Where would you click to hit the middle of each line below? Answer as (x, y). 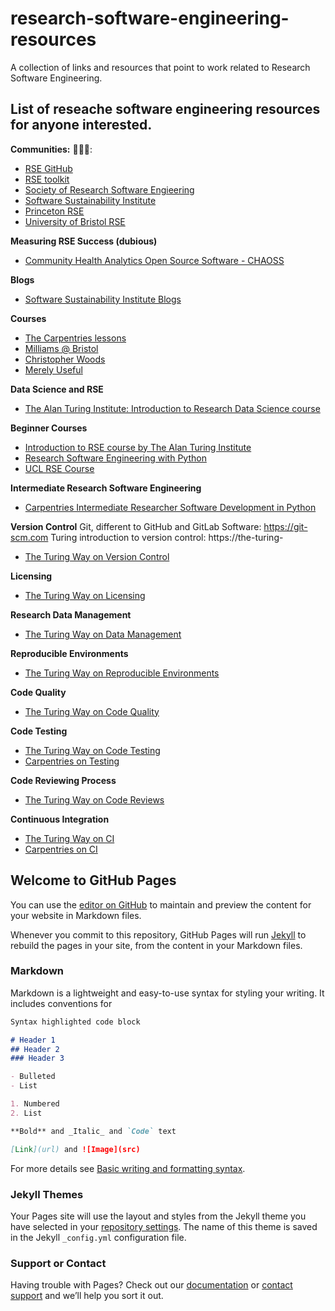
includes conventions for (61, 1003)
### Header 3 (37, 1058)
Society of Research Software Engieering (109, 189)
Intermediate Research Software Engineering (106, 488)
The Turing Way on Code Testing (92, 750)
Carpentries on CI (61, 849)
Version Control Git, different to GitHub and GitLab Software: (136, 526)
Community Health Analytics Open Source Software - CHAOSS (154, 260)
